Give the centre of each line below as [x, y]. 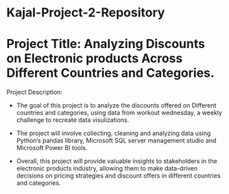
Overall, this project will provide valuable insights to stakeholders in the [117, 161]
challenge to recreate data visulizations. [73, 120]
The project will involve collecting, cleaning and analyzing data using [113, 133]
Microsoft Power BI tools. [52, 148]
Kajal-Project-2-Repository [86, 13]
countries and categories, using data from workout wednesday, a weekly [119, 113]
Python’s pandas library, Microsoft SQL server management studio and [116, 141]
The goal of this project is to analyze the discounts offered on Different [116, 106]
